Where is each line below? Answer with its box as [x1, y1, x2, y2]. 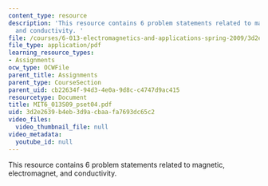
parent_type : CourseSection [8, 78, 102, 86]
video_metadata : [8, 130, 62, 138]
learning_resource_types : [8, 49, 94, 57]
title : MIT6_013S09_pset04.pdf [8, 101, 112, 109]
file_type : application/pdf [8, 42, 102, 49]
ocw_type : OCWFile [8, 64, 69, 72]
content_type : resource [8, 11, 88, 20]
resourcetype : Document [8, 93, 88, 101]
